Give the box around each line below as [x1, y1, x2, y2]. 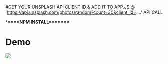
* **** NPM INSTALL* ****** [5, 19, 70, 25]
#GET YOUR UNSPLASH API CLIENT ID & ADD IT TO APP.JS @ [5, 4, 135, 10]
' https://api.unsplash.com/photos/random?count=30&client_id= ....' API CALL [5, 9, 163, 15]
